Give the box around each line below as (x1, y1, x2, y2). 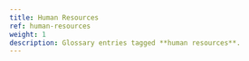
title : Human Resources (9, 13, 100, 22)
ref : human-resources (9, 22, 91, 30)
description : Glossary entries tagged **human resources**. (9, 38, 242, 48)
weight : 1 (9, 30, 47, 39)
